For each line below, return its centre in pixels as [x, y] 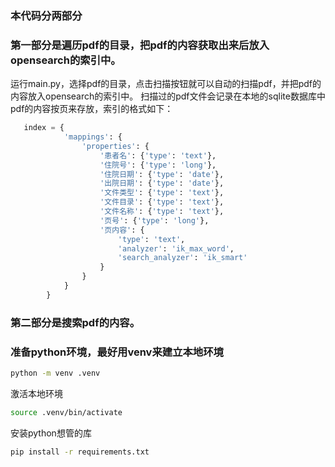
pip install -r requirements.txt [80, 452]
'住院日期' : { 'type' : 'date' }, [162, 174]
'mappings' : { [93, 137]
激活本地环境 [36, 393]
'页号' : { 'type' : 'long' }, [154, 220]
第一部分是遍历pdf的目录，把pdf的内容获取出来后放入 [140, 45]
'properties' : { [115, 146]
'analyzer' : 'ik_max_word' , [176, 248]
